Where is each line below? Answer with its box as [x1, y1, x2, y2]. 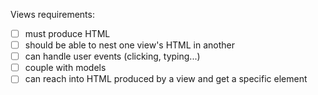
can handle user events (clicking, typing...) [24, 50, 201, 63]
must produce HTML [24, 28, 111, 39]
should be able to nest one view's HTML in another [24, 39, 236, 51]
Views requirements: [10, 9, 95, 20]
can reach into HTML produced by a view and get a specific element [24, 73, 308, 85]
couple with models [24, 62, 107, 74]
